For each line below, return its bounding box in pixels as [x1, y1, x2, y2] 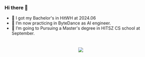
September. [11, 31, 35, 36]
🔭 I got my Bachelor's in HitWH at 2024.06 [11, 15, 96, 21]
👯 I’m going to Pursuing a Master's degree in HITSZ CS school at [11, 25, 141, 31]
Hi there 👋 [4, 4, 29, 11]
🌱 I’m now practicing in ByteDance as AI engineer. [11, 20, 111, 26]
